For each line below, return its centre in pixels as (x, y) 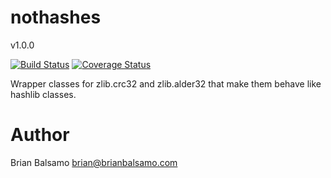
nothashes (56, 17)
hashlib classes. (43, 94)
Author (40, 135)
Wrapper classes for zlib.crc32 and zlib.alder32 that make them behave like (166, 83)
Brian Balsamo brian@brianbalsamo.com (94, 162)
